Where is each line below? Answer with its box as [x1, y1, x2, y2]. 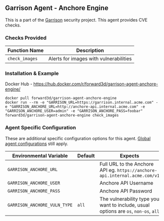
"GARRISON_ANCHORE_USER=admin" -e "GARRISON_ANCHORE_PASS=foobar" [5, 109, 143, 114]
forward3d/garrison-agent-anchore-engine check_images [5, 113, 119, 118]
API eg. [99, 167, 116, 173]
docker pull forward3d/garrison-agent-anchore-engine [5, 96, 117, 101]
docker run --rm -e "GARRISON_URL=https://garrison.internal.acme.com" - [5, 100, 159, 105]
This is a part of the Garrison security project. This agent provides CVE [5, 17, 148, 23]
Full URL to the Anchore [99, 160, 154, 167]
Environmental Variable [12, 152, 68, 159]
